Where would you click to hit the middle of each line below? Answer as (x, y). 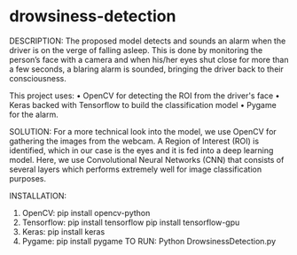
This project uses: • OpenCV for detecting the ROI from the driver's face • (145, 96)
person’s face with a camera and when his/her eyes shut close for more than (149, 59)
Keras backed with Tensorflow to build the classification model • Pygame (143, 104)
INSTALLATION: (38, 196)
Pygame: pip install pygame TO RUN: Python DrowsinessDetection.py (149, 241)
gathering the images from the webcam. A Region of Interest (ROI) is (134, 141)
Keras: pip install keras (63, 231)
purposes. (28, 178)
